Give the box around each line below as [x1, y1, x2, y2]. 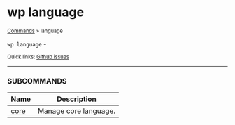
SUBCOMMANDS [7, 76, 67, 86]
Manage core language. [37, 106, 116, 116]
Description [57, 94, 97, 104]
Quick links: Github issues [7, 53, 70, 60]
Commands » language [7, 27, 63, 34]
